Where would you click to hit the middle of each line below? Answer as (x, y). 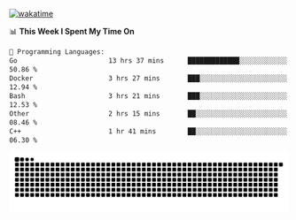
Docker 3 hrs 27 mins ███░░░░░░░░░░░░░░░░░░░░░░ (148, 79)
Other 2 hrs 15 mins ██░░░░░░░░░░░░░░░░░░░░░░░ (148, 114)
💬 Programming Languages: (57, 52)
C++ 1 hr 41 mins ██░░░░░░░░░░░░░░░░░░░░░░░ (148, 132)
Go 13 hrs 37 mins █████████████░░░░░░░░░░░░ (148, 61)
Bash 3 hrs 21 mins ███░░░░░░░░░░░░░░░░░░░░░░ (148, 96)
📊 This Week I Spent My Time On (72, 31)
